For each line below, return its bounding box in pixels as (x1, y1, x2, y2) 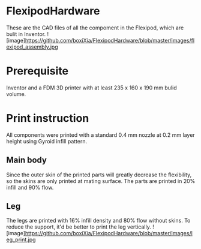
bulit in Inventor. (6, 30, 46, 37)
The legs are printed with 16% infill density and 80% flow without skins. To (6, 217, 191, 224)
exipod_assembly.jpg (6, 43, 58, 50)
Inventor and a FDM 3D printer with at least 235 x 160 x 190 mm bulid (6, 84, 177, 91)
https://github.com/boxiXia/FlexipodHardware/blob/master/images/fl (25, 37, 195, 44)
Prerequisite (6, 64, 69, 78)
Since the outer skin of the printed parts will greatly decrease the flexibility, (6, 171, 192, 178)
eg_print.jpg (6, 236, 36, 244)
